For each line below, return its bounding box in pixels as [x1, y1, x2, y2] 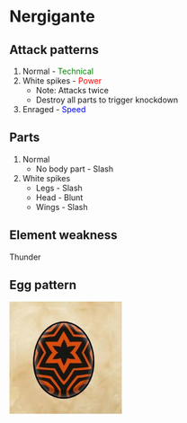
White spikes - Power [22, 75, 102, 86]
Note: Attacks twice [35, 85, 110, 95]
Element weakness [9, 227, 119, 243]
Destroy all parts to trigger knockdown [35, 94, 179, 105]
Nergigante [9, 6, 96, 27]
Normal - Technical [22, 66, 94, 76]
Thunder [9, 251, 41, 262]
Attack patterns [9, 42, 99, 57]
